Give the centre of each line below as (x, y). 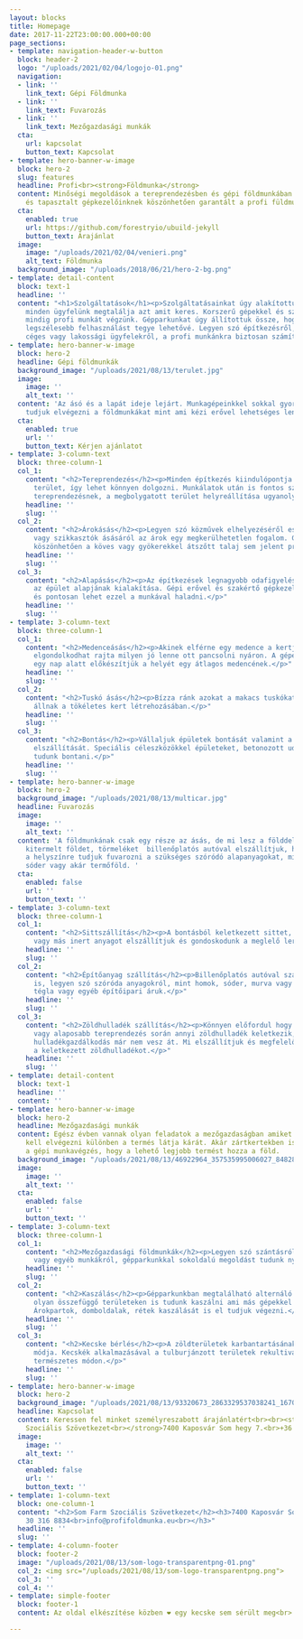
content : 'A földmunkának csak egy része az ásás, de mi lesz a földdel (157, 841)
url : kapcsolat (54, 144)
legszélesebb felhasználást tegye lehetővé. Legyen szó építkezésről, (161, 329)
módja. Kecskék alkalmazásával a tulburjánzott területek (144, 1353)
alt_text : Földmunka (64, 261)
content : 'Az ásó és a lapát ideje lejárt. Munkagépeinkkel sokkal (147, 404)
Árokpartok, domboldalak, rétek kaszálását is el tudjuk (142, 1310)
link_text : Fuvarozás (66, 110)
